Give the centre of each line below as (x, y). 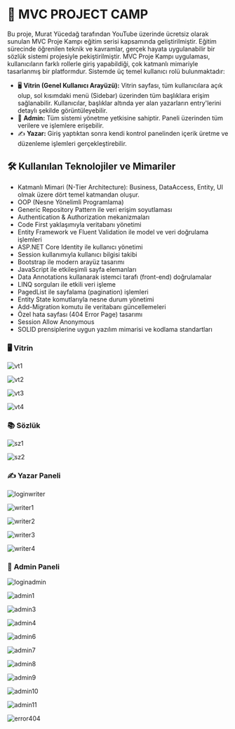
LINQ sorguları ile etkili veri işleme (67, 284)
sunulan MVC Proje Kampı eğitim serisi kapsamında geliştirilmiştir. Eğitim (112, 41)
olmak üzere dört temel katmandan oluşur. (79, 194)
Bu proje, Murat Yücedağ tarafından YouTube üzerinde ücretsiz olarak (108, 34)
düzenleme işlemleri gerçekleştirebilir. (72, 143)
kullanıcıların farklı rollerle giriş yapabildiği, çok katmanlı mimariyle (103, 63)
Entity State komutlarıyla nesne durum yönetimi (86, 299)
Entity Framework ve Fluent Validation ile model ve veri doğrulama (113, 232)
